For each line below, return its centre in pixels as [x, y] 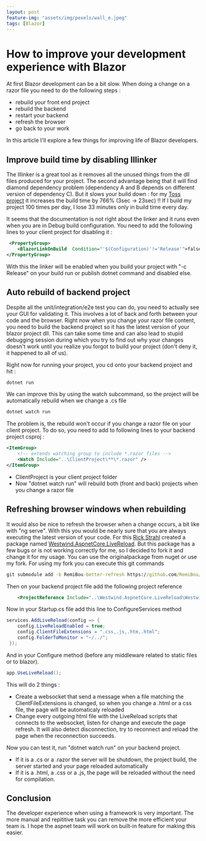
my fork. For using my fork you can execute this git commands [85, 563]
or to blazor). [23, 662]
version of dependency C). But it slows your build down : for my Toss [93, 194]
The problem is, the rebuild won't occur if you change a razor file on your [99, 424]
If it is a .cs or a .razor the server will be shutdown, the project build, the [106, 759]
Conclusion [29, 798]
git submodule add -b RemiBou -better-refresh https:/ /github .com [91, 574]
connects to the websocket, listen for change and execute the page [100, 722]
